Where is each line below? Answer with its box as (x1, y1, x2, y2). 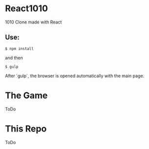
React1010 (5, 3, 48, 14)
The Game (5, 90, 48, 101)
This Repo (5, 123, 47, 134)
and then (5, 55, 23, 61)
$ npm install (5, 46, 34, 51)
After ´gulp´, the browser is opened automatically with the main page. (5, 73, 145, 79)
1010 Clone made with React (5, 19, 62, 25)
